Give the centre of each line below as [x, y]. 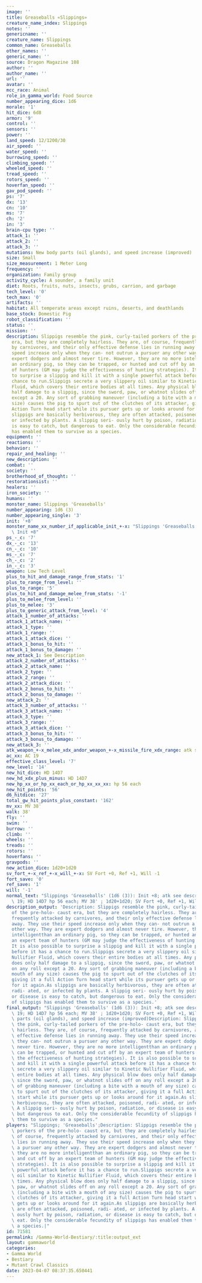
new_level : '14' [26, 767]
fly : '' [16, 817]
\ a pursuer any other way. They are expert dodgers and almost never [102, 1148]
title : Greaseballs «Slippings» [47, 17]
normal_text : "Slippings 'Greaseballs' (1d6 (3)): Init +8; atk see [94, 896]
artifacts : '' [24, 303]
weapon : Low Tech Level [36, 571]
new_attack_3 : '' [28, 745]
